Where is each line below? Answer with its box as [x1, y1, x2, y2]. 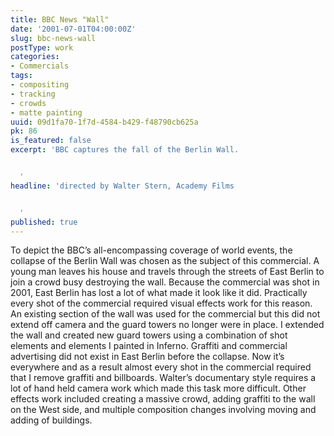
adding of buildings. [10, 414, 93, 426]
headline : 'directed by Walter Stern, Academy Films [10, 181, 235, 191]
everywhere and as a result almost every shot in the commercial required [10, 361, 312, 373]
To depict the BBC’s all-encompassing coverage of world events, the [10, 244, 293, 256]
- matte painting [10, 107, 83, 118]
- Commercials [10, 61, 70, 71]
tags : [10, 71, 33, 81]
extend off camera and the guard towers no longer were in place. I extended [10, 319, 325, 331]
